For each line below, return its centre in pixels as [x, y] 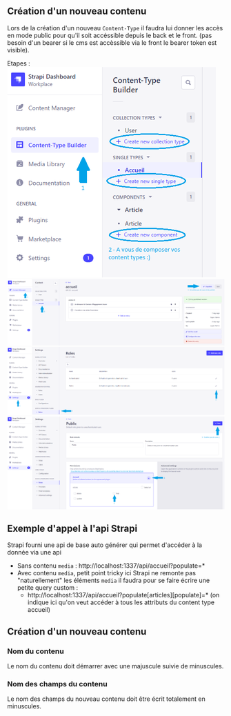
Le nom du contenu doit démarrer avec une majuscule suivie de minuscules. [115, 666]
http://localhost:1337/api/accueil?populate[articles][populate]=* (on [123, 595]
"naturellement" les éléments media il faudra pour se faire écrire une [113, 580]
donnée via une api [34, 553]
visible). [18, 50]
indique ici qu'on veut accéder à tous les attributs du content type [121, 602]
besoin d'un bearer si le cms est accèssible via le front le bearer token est [112, 42]
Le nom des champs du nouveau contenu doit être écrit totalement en [106, 699]
